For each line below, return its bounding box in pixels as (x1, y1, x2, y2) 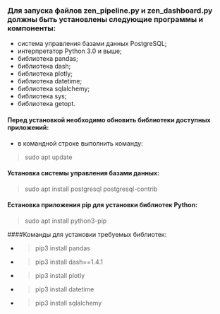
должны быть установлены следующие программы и (7, 14, 203, 24)
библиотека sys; (17, 92, 67, 100)
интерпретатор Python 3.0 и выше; (17, 47, 122, 55)
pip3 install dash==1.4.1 (35, 257, 104, 266)
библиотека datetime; (17, 77, 82, 86)
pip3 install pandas (35, 243, 90, 252)
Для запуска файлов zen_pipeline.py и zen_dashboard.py (7, 6, 213, 16)
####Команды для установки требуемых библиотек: (7, 230, 167, 238)
